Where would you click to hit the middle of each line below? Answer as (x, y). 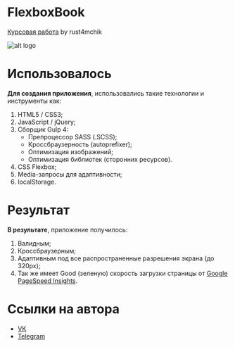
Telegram (31, 336)
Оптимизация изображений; (71, 151)
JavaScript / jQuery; (46, 122)
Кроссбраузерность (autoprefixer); (80, 144)
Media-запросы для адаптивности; (70, 174)
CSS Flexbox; (37, 167)
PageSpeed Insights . (47, 280)
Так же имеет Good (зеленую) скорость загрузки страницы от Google (122, 273)
